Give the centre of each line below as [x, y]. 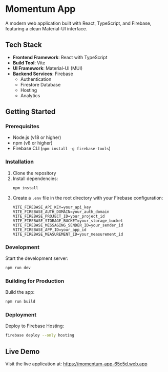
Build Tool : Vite [29, 63]
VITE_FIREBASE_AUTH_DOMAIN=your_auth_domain [61, 211]
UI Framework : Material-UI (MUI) [48, 68]
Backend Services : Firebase [43, 74]
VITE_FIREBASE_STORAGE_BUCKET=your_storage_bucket [68, 221]
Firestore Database [40, 84]
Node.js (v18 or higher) [37, 137]
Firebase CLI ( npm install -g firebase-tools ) [62, 148]
